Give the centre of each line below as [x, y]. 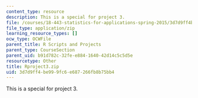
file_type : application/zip [41, 28]
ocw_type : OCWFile [29, 39]
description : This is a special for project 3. [66, 17]
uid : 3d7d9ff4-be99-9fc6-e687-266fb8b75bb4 [60, 72]
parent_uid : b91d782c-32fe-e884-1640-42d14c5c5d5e [70, 55]
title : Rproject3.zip [33, 66]
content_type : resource [35, 12]
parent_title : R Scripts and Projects [54, 45]
